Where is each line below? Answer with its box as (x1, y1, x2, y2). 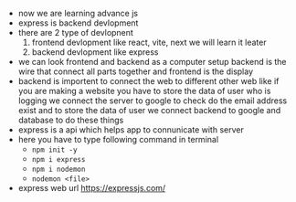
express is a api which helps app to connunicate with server (17, 124, 244, 135)
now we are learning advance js (17, 8, 139, 18)
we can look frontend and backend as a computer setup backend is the (17, 57, 287, 67)
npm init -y (31, 145, 78, 154)
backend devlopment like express (31, 47, 159, 58)
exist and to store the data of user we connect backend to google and (17, 105, 281, 115)
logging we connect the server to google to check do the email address (17, 95, 288, 106)
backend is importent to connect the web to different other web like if (17, 76, 280, 86)
